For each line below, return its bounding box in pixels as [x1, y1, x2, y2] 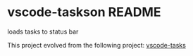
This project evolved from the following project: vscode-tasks [7, 41, 187, 49]
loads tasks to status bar [7, 27, 79, 36]
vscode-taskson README [7, 4, 161, 20]
